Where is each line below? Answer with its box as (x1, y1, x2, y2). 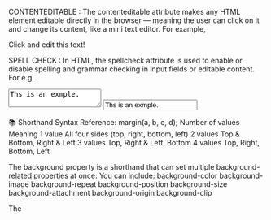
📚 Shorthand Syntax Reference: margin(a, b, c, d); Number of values (8, 118, 240, 127)
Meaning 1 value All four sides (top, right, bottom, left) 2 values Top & (8, 129, 240, 139)
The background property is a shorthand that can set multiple (8, 162, 215, 171)
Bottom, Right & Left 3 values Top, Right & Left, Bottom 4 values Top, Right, (8, 138, 260, 147)
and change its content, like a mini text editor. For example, (8, 24, 206, 33)
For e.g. (8, 73, 35, 82)
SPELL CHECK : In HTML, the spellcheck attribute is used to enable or (8, 56, 243, 65)
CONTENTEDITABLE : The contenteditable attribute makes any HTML (8, 7, 241, 16)
